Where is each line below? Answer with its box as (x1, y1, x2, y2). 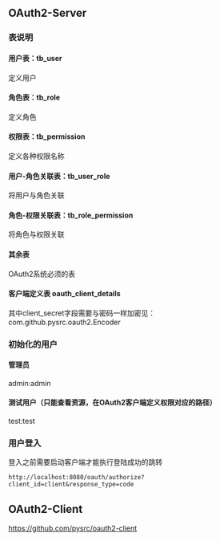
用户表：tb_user (8, 53, 62, 63)
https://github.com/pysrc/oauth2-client (8, 523, 138, 533)
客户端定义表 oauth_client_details (8, 289, 122, 299)
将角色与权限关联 (8, 230, 65, 239)
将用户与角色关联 (8, 190, 65, 200)
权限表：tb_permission (8, 132, 86, 141)
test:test (8, 417, 36, 426)
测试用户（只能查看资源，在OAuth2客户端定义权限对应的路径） (8, 397, 218, 408)
